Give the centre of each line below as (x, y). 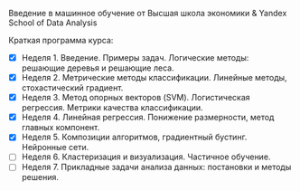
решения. (40, 177)
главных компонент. (61, 128)
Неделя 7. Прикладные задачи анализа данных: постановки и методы (156, 167)
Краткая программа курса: (61, 40)
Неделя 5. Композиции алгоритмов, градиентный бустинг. (134, 137)
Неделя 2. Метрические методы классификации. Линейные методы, (154, 78)
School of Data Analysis (53, 23)
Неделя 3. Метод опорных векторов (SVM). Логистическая (136, 98)
